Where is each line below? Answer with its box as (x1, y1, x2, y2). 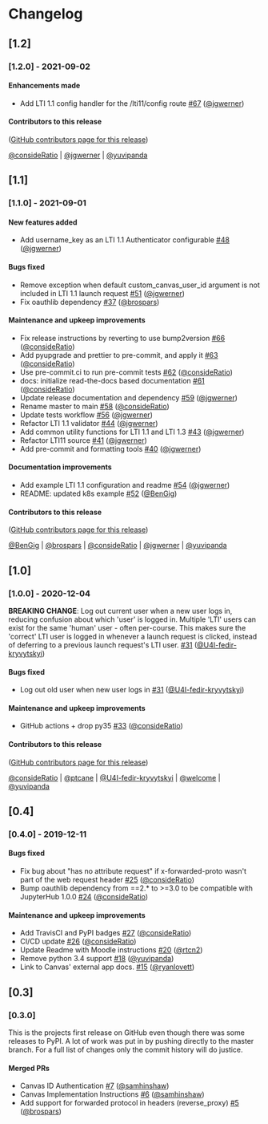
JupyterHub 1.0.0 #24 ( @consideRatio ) (19, 892, 149, 902)
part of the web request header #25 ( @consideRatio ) (19, 875, 194, 885)
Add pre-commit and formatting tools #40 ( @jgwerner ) (19, 444, 202, 453)
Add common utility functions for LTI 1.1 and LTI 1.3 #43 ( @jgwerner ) (19, 427, 245, 436)
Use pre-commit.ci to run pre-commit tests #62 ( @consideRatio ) (19, 367, 234, 377)
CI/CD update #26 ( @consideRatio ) (19, 936, 137, 947)
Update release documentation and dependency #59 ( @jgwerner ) (19, 392, 238, 402)
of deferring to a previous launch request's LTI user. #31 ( (8, 639, 198, 650)
